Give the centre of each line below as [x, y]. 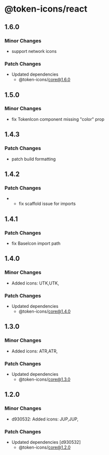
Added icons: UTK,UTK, [35, 283]
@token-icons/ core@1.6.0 [44, 80]
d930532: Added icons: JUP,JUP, [45, 419]
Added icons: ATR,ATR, [34, 351]
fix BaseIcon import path [36, 243]
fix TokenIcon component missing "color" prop [58, 119]
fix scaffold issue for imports [47, 204]
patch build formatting [34, 159]
